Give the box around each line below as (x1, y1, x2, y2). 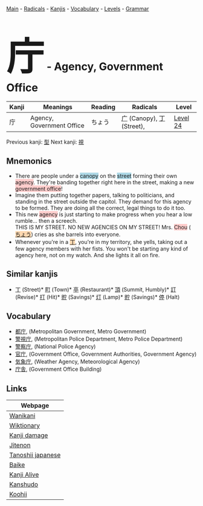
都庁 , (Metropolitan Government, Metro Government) (14, 328, 147, 335)
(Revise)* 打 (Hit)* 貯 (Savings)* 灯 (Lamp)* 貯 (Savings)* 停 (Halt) (14, 293, 180, 301)
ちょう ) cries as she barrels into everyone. (14, 231, 121, 238)
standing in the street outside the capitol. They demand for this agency (14, 197, 192, 205)
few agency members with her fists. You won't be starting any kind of (14, 245, 188, 252)
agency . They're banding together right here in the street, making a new (14, 178, 195, 186)
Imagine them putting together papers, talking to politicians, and (14, 191, 175, 199)
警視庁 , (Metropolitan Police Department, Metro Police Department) (14, 335, 183, 343)
